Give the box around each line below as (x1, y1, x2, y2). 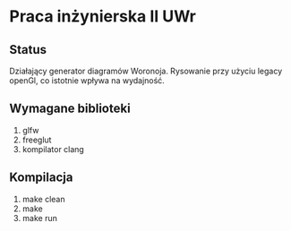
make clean (21, 193, 65, 204)
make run (21, 212, 58, 223)
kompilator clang (21, 143, 85, 154)
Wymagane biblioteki (9, 101, 132, 116)
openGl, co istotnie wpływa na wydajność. (9, 75, 166, 86)
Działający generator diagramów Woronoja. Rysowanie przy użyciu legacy (9, 65, 283, 76)
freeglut (21, 134, 52, 145)
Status (9, 42, 47, 57)
